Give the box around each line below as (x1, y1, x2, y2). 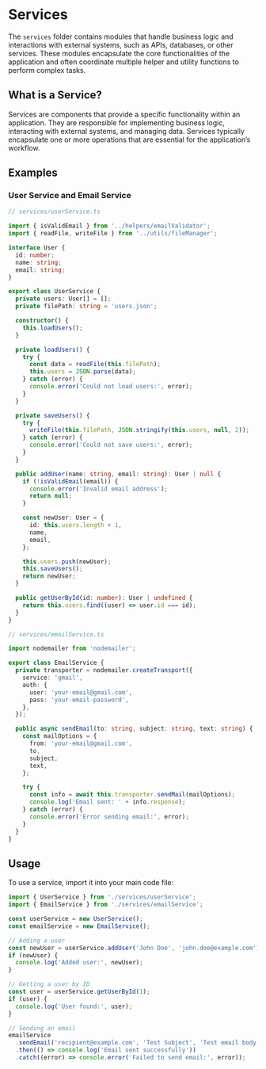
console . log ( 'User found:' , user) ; (15, 1002, 133, 1010)
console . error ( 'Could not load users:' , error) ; (28, 383, 193, 391)
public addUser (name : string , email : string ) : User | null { (15, 470, 222, 478)
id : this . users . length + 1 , (28, 521, 123, 529)
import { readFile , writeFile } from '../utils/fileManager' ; (8, 230, 218, 238)
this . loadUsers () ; (22, 323, 83, 332)
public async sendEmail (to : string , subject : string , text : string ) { (15, 725, 253, 733)
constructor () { (15, 317, 69, 325)
